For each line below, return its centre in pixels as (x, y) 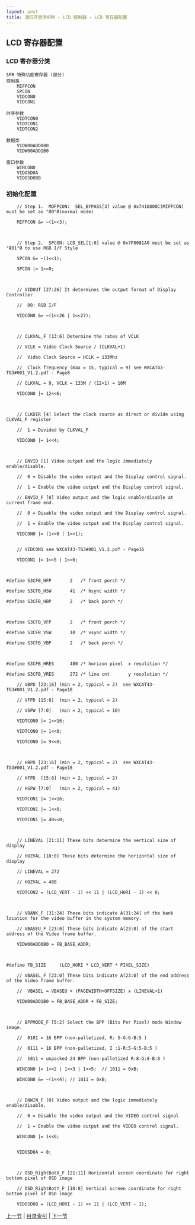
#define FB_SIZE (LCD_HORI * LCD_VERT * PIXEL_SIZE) (78, 966)
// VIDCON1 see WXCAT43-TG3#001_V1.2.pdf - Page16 (81, 550)
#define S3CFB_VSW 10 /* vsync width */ (66, 633)
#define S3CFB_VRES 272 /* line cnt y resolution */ (87, 675)
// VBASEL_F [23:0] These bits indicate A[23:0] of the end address (103, 976)
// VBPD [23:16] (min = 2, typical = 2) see (74, 685)
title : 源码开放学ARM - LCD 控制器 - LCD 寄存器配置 (67, 17)
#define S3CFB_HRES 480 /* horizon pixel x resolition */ (87, 664)
